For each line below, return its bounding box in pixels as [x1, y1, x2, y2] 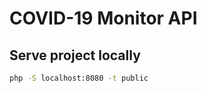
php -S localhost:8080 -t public [9, 73, 149, 83]
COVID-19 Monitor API [9, 7, 198, 30]
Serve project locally [9, 47, 141, 64]
